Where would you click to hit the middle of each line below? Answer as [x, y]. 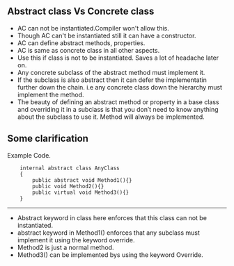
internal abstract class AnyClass [70, 168]
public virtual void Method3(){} [81, 192]
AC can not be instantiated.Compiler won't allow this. [93, 28]
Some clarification [48, 139]
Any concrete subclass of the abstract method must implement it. [111, 72]
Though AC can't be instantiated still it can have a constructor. [107, 35]
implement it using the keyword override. [76, 240]
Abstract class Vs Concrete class [81, 11]
